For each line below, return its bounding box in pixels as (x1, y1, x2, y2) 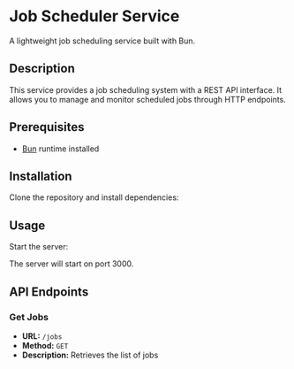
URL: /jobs (21, 330, 63, 342)
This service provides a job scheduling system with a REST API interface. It (9, 84, 283, 95)
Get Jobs (9, 311, 49, 323)
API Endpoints (9, 284, 89, 299)
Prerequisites (9, 119, 85, 135)
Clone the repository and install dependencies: (9, 192, 179, 203)
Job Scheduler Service (9, 6, 180, 27)
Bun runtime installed (21, 143, 100, 154)
